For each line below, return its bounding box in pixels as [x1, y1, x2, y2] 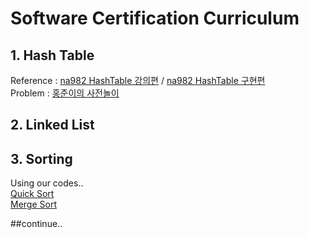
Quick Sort [10, 188, 55, 200]
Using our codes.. [10, 177, 84, 189]
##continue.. [10, 218, 63, 230]
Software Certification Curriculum [10, 7, 300, 30]
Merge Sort [10, 198, 57, 211]
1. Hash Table [10, 47, 95, 64]
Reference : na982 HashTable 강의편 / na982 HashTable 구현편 [10, 75, 266, 86]
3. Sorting [10, 150, 73, 167]
